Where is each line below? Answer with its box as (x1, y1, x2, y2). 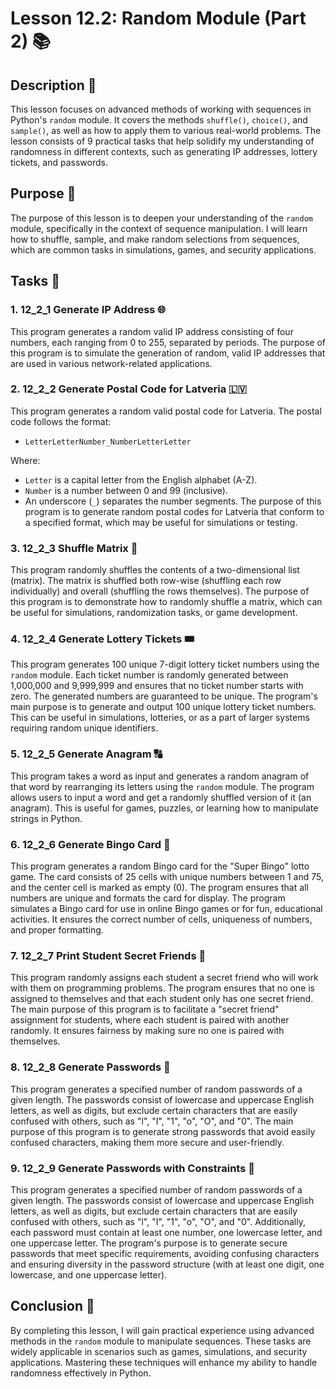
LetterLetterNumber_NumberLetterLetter (24, 437, 192, 447)
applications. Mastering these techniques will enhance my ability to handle (10, 1356, 318, 1368)
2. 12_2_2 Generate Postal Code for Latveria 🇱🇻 (10, 382, 248, 396)
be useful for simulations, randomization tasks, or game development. (10, 607, 298, 619)
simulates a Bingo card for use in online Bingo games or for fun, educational (10, 902, 323, 914)
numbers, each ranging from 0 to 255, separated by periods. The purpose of (10, 336, 326, 348)
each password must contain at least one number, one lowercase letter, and (10, 1226, 323, 1238)
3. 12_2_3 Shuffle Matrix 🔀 (10, 541, 138, 555)
